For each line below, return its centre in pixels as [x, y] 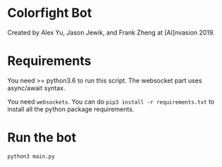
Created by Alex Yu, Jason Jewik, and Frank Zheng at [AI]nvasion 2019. [111, 32]
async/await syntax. [36, 88]
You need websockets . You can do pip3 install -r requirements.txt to [111, 101]
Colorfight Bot [50, 13]
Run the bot [42, 138]
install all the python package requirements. [71, 109]
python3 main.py [31, 156]
